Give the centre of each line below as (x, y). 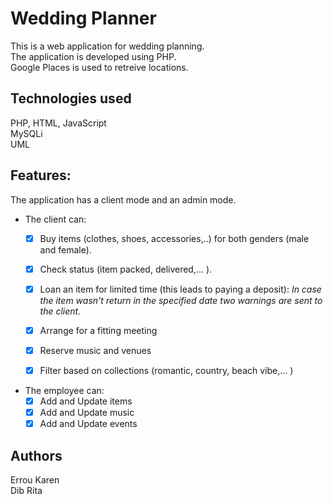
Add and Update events (88, 424)
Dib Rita (26, 490)
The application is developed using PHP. (93, 56)
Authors (36, 455)
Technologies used (71, 98)
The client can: (55, 219)
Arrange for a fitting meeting (98, 330)
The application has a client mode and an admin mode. (123, 199)
